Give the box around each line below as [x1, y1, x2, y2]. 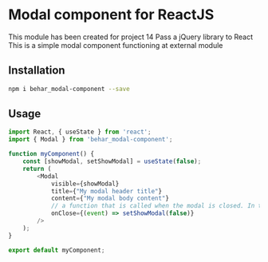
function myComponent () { [8, 150, 94, 158]
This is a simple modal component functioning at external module [8, 40, 223, 50]
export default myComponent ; [8, 246, 105, 254]
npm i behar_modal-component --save [8, 85, 130, 93]
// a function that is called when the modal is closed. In [50, 202, 255, 210]
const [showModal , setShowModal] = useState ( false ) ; [22, 157, 202, 165]
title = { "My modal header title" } [50, 187, 162, 195]
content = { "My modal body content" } [50, 194, 170, 203]
